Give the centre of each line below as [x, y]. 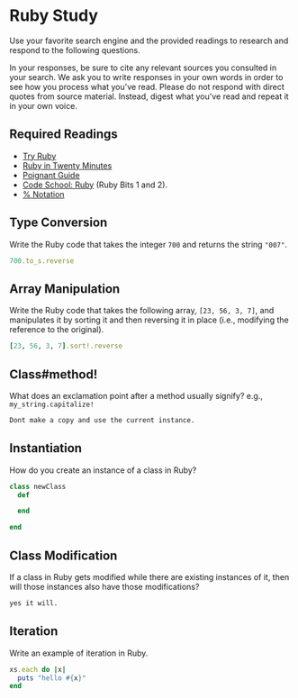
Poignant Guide [51, 175]
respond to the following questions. [75, 50]
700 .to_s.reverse [42, 261]
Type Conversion [59, 223]
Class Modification [63, 555]
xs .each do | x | [38, 669]
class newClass [38, 486]
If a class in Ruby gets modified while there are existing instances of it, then [149, 576]
